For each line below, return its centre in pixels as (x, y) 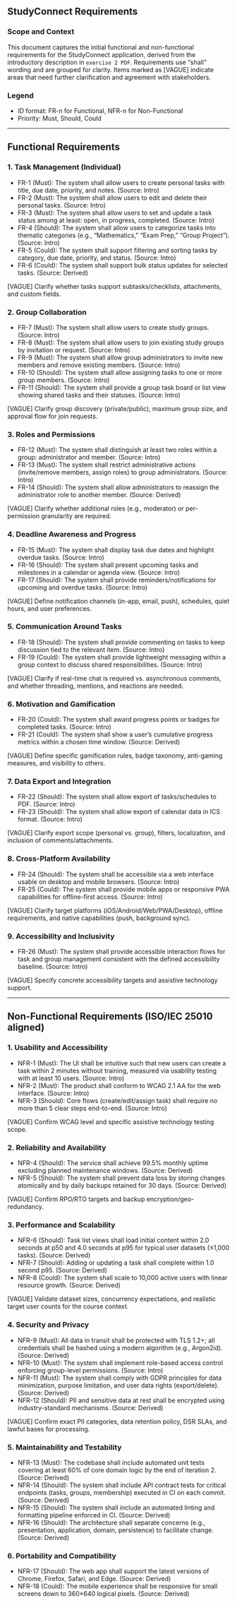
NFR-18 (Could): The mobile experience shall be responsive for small (117, 1586)
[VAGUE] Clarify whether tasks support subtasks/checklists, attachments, (114, 286)
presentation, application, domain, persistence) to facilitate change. (115, 1530)
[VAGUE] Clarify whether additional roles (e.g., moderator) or (96, 508)
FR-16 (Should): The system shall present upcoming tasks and (108, 565)
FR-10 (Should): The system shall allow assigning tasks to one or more (120, 372)
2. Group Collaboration (47, 312)
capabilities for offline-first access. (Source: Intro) (90, 897)
